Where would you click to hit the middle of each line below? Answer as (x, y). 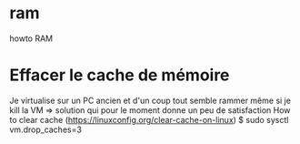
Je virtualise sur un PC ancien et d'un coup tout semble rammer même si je (150, 100)
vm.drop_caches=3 (45, 129)
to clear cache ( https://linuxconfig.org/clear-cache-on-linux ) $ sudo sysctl (149, 119)
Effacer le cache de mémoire (120, 75)
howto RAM (31, 38)
